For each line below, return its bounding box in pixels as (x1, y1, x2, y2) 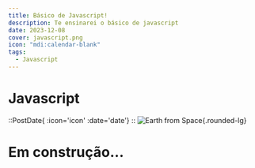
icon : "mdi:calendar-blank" (8, 41, 101, 49)
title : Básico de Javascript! (8, 11, 108, 20)
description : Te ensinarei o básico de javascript (8, 19, 179, 27)
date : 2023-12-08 (8, 26, 66, 34)
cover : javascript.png (8, 33, 83, 42)
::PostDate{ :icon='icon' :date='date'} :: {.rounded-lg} (8, 115, 247, 125)
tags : (8, 48, 26, 56)
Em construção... (8, 144, 124, 161)
